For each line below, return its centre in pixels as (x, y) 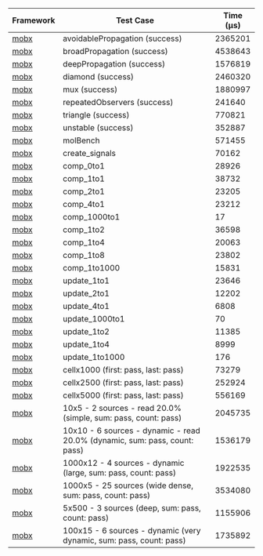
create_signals (89, 153)
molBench (81, 140)
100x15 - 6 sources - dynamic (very (131, 531)
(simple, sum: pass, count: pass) (122, 418)
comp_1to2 (84, 229)
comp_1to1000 (91, 268)
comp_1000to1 (91, 217)
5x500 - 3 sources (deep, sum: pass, (131, 508)
